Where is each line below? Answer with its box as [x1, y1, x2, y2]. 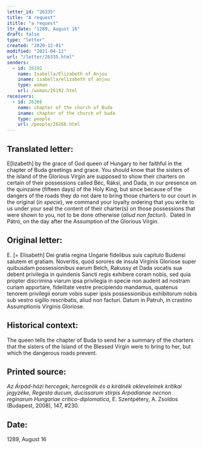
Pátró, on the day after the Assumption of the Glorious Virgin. [7, 217, 159, 224]
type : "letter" [7, 37, 45, 43]
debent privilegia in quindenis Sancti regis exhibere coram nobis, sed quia [7, 270, 191, 278]
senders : [7, 59, 29, 65]
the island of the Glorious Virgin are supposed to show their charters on [7, 172, 185, 180]
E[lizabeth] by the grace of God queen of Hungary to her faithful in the [7, 160, 182, 167]
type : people [18, 116, 51, 122]
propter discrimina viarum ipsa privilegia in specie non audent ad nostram [7, 277, 190, 284]
